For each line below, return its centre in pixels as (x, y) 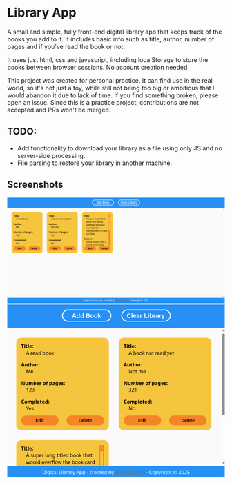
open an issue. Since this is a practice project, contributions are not (103, 102)
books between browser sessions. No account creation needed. (98, 67)
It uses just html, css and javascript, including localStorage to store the (108, 59)
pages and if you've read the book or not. (66, 46)
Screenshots (35, 185)
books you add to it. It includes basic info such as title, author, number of (111, 39)
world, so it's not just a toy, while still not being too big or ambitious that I (111, 88)
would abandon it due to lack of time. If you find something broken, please (113, 95)
